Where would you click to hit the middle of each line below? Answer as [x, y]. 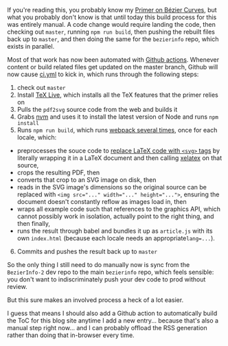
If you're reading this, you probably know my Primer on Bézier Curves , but [112, 10]
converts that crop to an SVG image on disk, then [87, 180]
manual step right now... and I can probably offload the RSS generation [107, 328]
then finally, [33, 223]
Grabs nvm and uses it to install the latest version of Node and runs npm [117, 117]
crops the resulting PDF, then [58, 172]
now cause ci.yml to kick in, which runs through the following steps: [103, 74]
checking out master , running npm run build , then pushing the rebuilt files [111, 32]
